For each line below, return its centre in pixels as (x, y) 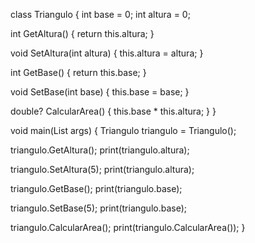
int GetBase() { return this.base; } (78, 72)
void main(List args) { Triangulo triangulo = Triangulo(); (123, 130)
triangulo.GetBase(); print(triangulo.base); (96, 188)
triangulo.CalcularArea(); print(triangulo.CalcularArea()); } (128, 227)
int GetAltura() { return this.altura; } (82, 33)
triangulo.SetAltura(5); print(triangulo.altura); (102, 169)
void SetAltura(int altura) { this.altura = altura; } (107, 53)
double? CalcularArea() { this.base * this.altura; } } (113, 111)
